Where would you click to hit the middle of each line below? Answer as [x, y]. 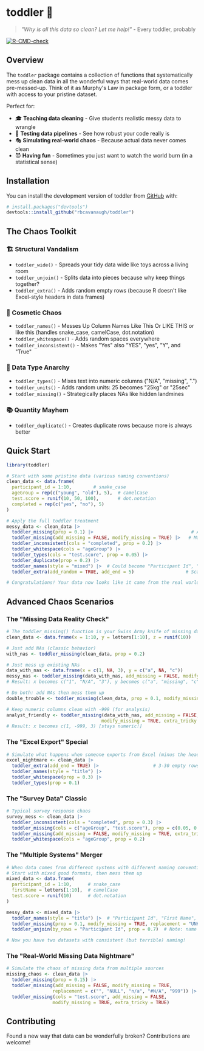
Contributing [31, 1021]
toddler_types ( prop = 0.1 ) [46, 783]
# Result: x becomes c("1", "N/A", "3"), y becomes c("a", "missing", [97, 682]
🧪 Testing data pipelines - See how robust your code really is [92, 133]
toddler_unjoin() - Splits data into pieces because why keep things [100, 277]
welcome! [19, 1042]
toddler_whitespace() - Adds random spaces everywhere [87, 339]
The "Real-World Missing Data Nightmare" [70, 956]
